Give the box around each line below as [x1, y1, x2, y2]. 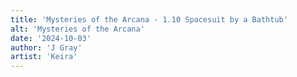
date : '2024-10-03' [10, 33, 92, 43]
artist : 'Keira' [10, 52, 78, 62]
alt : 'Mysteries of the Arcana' [10, 24, 145, 34]
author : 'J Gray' [10, 42, 83, 53]
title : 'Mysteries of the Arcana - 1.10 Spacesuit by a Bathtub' [10, 14, 288, 25]
